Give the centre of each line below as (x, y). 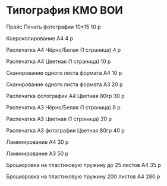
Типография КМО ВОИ (64, 10)
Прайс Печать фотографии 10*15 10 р (53, 27)
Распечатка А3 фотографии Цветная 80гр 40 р (65, 130)
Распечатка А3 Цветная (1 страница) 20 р (59, 119)
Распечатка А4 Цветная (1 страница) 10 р (59, 61)
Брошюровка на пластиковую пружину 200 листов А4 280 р (83, 176)
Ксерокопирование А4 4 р (40, 38)
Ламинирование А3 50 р (37, 153)
